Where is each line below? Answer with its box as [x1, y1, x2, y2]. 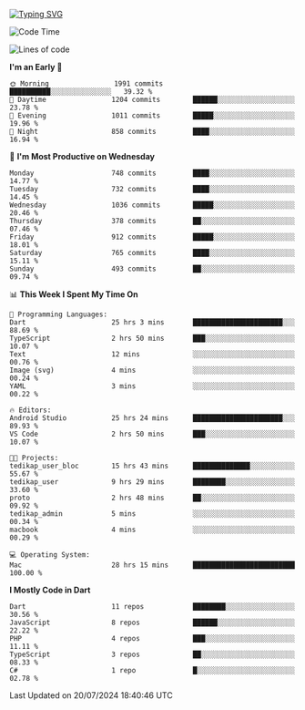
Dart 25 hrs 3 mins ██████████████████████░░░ [9, 318, 296, 327]
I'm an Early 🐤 [9, 62, 63, 72]
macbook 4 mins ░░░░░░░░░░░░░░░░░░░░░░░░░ [9, 525, 296, 534]
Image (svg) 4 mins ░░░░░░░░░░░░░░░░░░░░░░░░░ [9, 365, 296, 375]
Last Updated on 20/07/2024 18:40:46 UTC [9, 690, 173, 701]
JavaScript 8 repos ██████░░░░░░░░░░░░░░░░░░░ [9, 618, 296, 627]
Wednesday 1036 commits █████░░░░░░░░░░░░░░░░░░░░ [9, 201, 296, 210]
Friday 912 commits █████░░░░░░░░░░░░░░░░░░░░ [9, 232, 296, 242]
